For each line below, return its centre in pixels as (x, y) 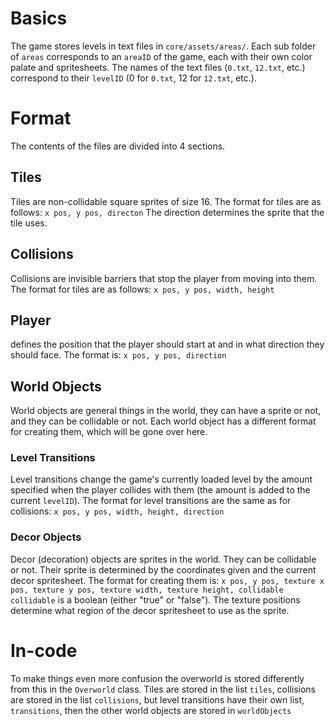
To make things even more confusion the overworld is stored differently (157, 678)
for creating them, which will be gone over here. (109, 432)
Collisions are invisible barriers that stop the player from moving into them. (164, 278)
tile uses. (29, 223)
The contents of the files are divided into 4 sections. (118, 146)
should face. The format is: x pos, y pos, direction (118, 355)
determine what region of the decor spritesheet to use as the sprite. (150, 610)
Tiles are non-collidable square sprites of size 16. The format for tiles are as (166, 201)
